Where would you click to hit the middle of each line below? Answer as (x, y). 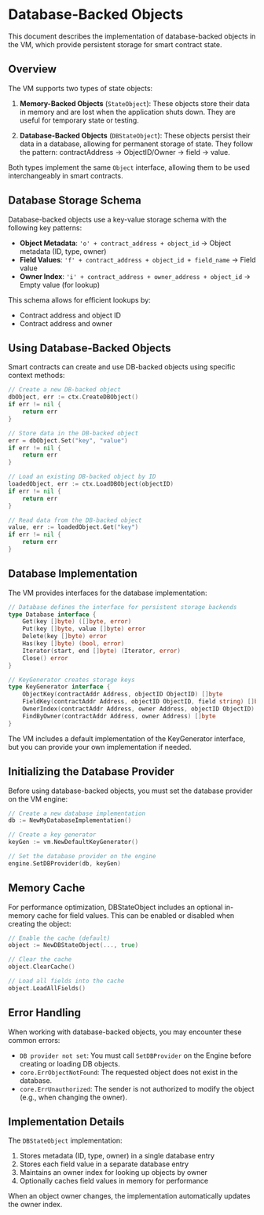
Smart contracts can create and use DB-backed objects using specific (122, 367)
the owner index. (35, 1205)
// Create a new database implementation (77, 813)
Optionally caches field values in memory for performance (114, 1181)
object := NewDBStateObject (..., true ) (73, 945)
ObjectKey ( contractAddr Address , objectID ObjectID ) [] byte (123, 694)
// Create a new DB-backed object (65, 390)
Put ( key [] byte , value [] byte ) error (84, 629)
